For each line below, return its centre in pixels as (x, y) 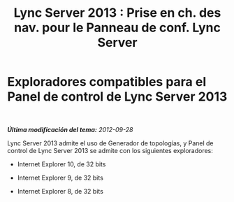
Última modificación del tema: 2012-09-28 (70, 129)
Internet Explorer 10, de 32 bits (61, 164)
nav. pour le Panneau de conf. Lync (117, 28)
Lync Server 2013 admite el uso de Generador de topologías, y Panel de (110, 143)
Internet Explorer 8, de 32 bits (60, 191)
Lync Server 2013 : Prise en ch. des (117, 13)
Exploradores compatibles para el (107, 82)
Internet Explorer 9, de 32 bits (60, 178)
